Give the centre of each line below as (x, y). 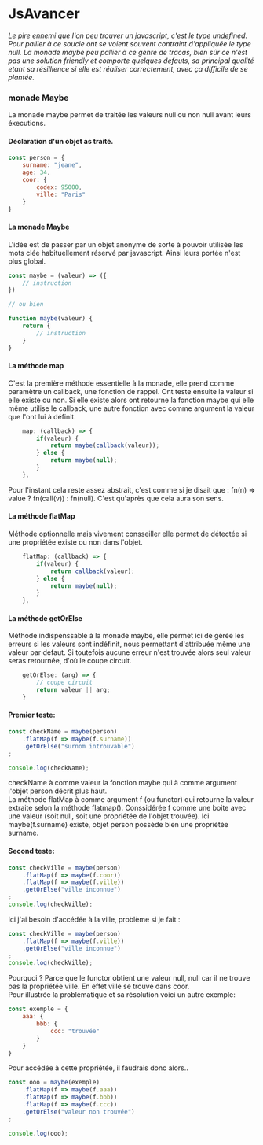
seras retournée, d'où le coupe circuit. (70, 661)
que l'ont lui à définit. (42, 416)
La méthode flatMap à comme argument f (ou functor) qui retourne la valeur (131, 800)
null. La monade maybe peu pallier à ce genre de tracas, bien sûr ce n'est (128, 52)
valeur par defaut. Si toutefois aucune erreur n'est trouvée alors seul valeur (130, 652)
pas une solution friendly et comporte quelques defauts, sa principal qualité (131, 61)
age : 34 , (37, 173)
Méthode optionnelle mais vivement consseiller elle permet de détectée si (128, 534)
